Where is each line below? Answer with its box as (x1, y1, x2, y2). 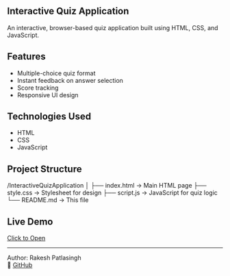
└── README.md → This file (7, 196, 89, 204)
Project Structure (7, 163, 82, 175)
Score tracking (16, 84, 59, 92)
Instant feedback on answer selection (16, 76, 123, 84)
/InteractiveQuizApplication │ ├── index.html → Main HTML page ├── (7, 181, 207, 190)
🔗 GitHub (7, 261, 33, 269)
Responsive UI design (16, 90, 79, 99)
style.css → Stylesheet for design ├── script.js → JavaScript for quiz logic (7, 188, 218, 197)
